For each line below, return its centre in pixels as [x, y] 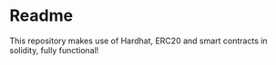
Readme [41, 16]
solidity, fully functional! [54, 50]
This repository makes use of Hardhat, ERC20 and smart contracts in [138, 41]
